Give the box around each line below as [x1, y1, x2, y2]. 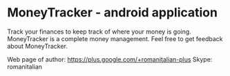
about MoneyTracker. [7, 42, 68, 50]
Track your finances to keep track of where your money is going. [7, 27, 191, 36]
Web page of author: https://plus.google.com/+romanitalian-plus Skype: [7, 55, 213, 63]
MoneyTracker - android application [7, 5, 218, 21]
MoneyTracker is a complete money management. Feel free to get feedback [7, 34, 223, 42]
